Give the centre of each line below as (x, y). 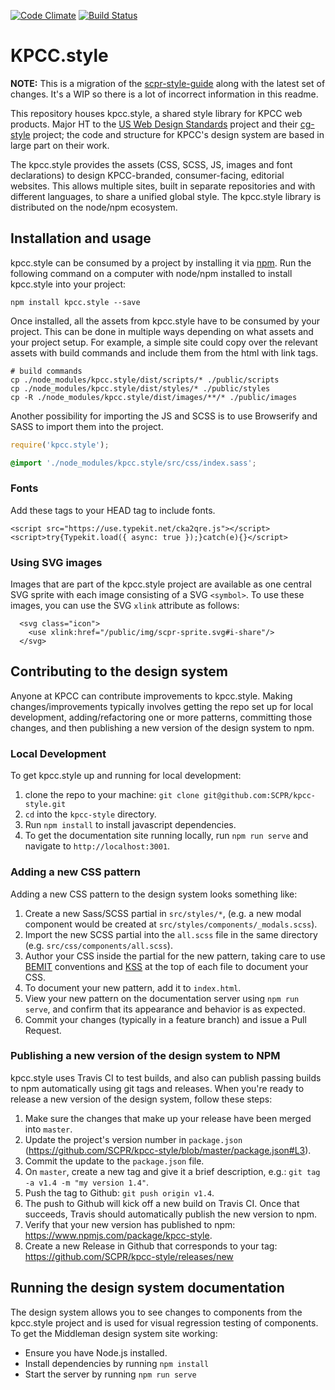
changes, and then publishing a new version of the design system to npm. (162, 727)
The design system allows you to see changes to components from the (156, 1312)
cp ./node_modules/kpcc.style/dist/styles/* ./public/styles (140, 388)
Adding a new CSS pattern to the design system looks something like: (154, 894)
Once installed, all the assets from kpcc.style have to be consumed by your (165, 321)
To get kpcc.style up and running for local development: (126, 776)
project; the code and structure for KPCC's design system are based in (178, 134)
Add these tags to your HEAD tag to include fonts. (113, 510)
